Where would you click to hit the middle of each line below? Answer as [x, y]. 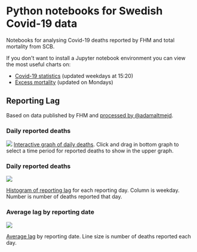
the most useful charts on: [39, 64]
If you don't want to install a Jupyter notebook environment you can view [96, 58]
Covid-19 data [42, 24]
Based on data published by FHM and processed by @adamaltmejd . [90, 115]
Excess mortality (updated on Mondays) [64, 82]
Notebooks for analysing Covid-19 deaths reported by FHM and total [90, 40]
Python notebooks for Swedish [84, 11]
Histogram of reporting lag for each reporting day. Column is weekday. [93, 190]
